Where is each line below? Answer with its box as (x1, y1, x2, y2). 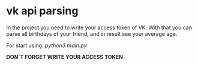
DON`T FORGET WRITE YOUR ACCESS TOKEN (6, 53, 123, 60)
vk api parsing (6, 4, 79, 18)
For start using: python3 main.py (6, 42, 87, 49)
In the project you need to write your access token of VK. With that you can (6, 24, 192, 31)
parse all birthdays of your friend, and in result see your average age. (6, 30, 178, 37)
